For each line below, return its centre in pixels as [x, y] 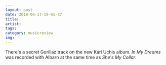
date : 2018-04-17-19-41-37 [34, 14]
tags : [11, 28]
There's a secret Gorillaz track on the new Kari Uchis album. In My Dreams [83, 52]
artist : [13, 24]
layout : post [19, 10]
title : [12, 19]
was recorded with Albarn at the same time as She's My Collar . [71, 57]
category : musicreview [29, 33]
